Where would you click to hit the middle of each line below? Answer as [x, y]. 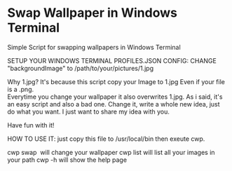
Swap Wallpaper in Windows [92, 13]
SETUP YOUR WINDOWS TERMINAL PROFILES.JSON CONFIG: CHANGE [112, 60]
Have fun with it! [31, 125]
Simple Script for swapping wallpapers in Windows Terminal [94, 47]
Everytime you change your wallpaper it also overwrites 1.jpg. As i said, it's [115, 97]
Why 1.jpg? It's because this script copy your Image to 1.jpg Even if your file [116, 81]
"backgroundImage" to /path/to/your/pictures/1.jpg [81, 68]
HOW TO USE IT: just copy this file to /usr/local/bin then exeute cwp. [106, 139]
